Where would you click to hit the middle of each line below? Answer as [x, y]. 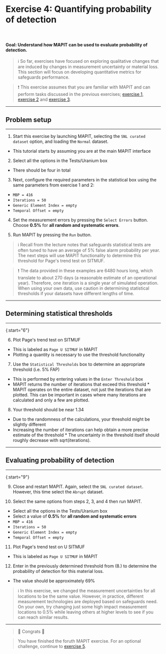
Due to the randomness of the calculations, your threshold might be [81, 419]
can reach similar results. [43, 617]
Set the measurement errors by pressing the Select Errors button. [80, 220]
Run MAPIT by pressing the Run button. [52, 235]
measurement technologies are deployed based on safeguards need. [88, 601]
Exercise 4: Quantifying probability [79, 9]
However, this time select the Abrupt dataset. [58, 492]
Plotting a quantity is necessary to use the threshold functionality [79, 354]
